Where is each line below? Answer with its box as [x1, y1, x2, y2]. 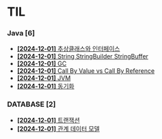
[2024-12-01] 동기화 [16, 82, 75, 91]
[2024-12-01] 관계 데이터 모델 [16, 124, 100, 133]
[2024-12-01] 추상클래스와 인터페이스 [16, 45, 120, 53]
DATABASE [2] [7, 99, 56, 109]
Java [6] [7, 29, 36, 38]
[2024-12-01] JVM [16, 74, 71, 82]
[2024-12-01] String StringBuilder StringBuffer [16, 52, 149, 61]
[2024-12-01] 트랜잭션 [16, 116, 80, 124]
